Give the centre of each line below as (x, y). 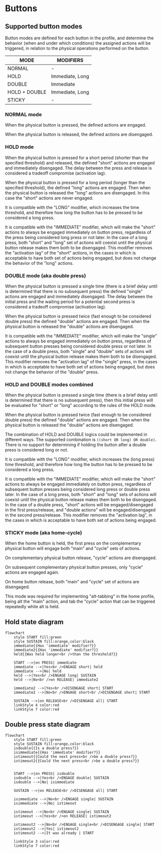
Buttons (21, 8)
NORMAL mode (23, 114)
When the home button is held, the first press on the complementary (73, 543)
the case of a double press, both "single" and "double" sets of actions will (79, 351)
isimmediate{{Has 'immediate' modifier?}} (57, 753)
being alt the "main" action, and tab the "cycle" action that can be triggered (80, 601)
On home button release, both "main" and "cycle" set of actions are (72, 582)
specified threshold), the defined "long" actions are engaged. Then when (78, 188)
